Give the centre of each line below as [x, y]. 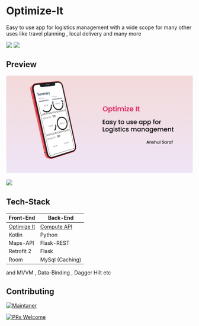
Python [49, 235]
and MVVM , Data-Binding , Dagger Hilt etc [59, 273]
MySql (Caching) [61, 260]
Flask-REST [55, 243]
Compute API [56, 226]
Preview [22, 64]
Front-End [22, 218]
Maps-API [21, 243]
